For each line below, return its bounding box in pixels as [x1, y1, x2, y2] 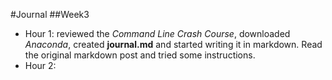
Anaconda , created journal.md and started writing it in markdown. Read [24, 39, 323, 50]
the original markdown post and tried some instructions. [24, 49, 256, 61]
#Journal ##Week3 [10, 9, 90, 20]
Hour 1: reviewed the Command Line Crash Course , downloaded [24, 28, 291, 39]
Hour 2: [24, 60, 57, 71]
